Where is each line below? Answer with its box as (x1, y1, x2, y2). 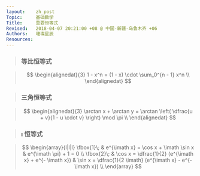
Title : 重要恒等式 (6, 20, 59, 26)
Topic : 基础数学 (6, 14, 54, 20)
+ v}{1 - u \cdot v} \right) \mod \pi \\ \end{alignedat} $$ (40, 114, 177, 121)
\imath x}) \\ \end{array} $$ (74, 162, 142, 170)
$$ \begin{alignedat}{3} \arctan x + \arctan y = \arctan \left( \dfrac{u (23, 107, 193, 115)
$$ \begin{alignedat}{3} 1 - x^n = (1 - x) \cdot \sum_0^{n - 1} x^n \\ (26, 71, 190, 78)
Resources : (6, 36, 34, 42)
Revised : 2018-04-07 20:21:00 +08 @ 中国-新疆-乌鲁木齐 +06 (6, 25, 157, 32)
